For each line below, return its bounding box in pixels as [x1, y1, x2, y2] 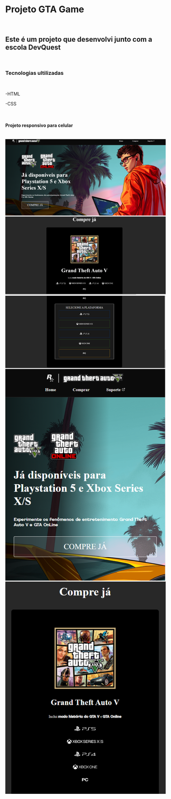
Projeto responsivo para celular [5, 122, 73, 128]
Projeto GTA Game [5, 4, 84, 15]
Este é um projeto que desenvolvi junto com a [5, 35, 153, 44]
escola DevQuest [5, 43, 61, 52]
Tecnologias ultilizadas [5, 69, 64, 76]
